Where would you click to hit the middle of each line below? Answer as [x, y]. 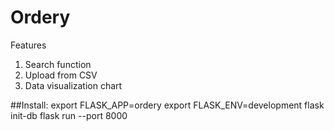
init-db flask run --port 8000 [69, 115]
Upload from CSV [61, 75]
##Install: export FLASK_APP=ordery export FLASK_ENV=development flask [167, 105]
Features [28, 45]
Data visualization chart [73, 85]
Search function [58, 64]
